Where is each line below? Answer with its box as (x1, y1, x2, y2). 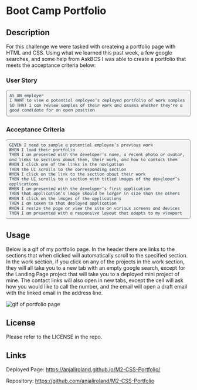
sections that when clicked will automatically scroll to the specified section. (6, 252, 188, 259)
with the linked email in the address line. (6, 289, 103, 297)
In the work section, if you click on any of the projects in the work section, (6, 258, 185, 265)
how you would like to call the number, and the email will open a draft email (6, 283, 188, 290)
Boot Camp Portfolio (6, 4, 107, 18)
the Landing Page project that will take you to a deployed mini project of (6, 271, 180, 278)
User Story (6, 76, 38, 84)
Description (6, 28, 50, 38)
